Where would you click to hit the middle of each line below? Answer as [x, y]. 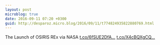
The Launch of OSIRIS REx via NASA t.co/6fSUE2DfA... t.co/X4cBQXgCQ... [80, 37]
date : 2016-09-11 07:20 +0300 [36, 19]
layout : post [18, 10]
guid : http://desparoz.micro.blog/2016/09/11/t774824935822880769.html [80, 23]
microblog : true [22, 14]
